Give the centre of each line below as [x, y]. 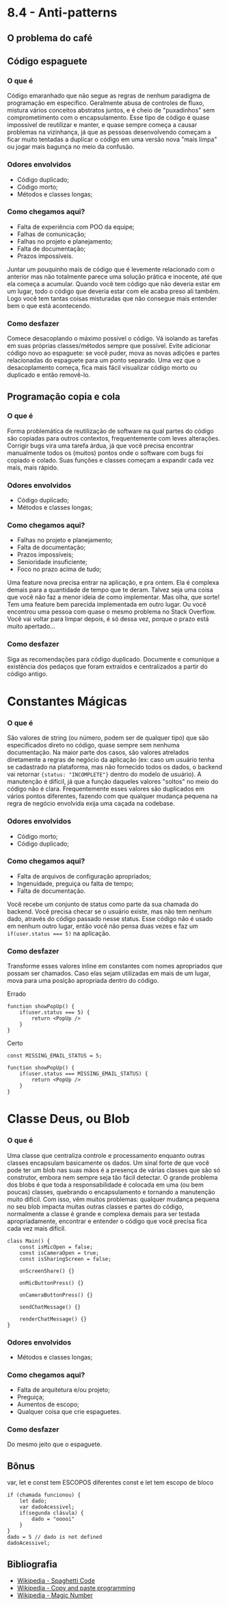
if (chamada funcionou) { [44, 1495]
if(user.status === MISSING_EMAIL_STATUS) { [84, 1074]
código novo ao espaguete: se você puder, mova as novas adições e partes [113, 353]
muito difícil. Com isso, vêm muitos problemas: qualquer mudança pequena [113, 1199]
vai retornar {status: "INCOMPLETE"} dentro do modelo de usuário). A [104, 774]
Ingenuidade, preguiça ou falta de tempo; [75, 883]
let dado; [33, 1501]
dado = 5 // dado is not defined [55, 1537]
